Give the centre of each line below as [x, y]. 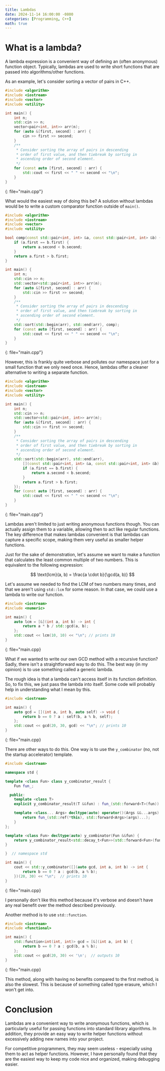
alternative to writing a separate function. [47, 372]
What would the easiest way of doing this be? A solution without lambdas [79, 201]
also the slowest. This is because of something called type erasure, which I [81, 984]
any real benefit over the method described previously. [61, 905]
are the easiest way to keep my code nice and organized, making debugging [82, 1059]
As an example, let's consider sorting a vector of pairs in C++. [68, 81]
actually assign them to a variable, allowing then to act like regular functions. [82, 529]
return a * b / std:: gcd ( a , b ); [56, 626]
